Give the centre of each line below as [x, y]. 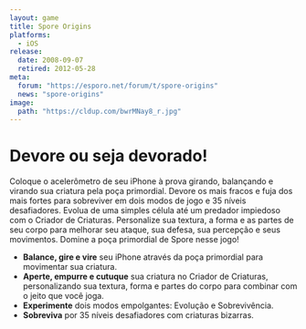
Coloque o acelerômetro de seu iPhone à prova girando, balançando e [142, 181]
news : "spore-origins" [61, 94]
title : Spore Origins [51, 26]
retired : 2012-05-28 [57, 69]
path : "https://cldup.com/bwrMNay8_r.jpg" [100, 111]
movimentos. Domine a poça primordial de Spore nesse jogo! [124, 240]
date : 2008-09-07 [51, 60]
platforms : [30, 35]
